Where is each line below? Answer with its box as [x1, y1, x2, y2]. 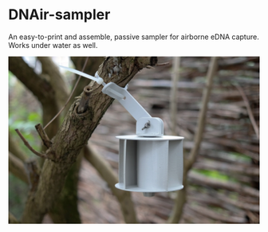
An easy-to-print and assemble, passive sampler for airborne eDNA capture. [8, 32, 259, 41]
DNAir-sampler [8, 6, 111, 24]
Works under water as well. [8, 40, 98, 49]
